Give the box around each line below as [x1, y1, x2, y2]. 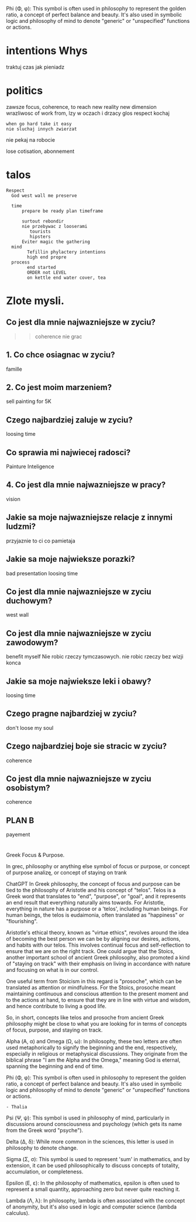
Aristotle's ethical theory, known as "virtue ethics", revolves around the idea [6, 929, 189, 936]
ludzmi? [6, 521, 36, 532]
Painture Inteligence [6, 463, 54, 470]
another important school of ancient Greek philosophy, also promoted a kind [6, 954, 190, 961]
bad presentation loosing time [6, 569, 78, 576]
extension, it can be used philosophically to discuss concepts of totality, [6, 1162, 180, 1169]
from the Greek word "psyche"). [6, 1127, 84, 1134]
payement [6, 831, 30, 838]
